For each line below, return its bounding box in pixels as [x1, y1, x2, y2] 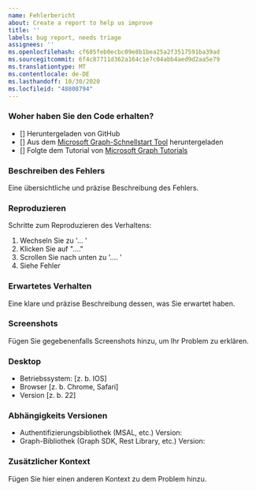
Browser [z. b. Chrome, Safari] [19, 382, 119, 392]
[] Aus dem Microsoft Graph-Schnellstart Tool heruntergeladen [19, 137, 224, 147]
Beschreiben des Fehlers [8, 165, 106, 176]
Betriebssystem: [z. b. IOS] [19, 374, 108, 383]
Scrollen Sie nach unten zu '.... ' [19, 253, 122, 262]
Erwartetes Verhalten [8, 281, 92, 292]
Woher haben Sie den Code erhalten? [8, 111, 154, 122]
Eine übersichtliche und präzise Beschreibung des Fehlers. [8, 183, 199, 192]
